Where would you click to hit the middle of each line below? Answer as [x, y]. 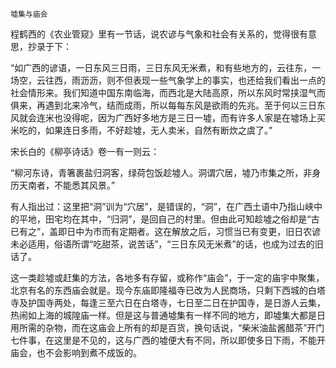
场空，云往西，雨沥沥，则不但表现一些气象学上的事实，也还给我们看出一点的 [168, 80]
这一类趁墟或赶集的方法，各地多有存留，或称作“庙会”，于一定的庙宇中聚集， [167, 277]
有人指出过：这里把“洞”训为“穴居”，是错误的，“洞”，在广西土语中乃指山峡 [162, 206]
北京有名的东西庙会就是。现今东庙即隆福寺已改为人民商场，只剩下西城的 [159, 290]
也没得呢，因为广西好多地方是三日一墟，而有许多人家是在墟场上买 [189, 117]
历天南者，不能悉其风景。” [63, 185]
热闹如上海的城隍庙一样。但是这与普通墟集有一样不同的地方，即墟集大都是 [163, 315]
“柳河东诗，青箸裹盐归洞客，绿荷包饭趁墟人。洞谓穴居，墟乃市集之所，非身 [166, 172]
